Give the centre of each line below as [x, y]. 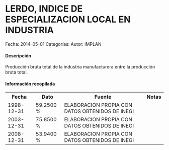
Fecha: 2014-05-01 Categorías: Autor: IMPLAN [53, 44]
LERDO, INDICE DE [44, 9]
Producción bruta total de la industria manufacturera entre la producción [80, 67]
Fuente [103, 97]
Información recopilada [30, 84]
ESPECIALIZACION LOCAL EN [68, 19]
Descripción [18, 55]
